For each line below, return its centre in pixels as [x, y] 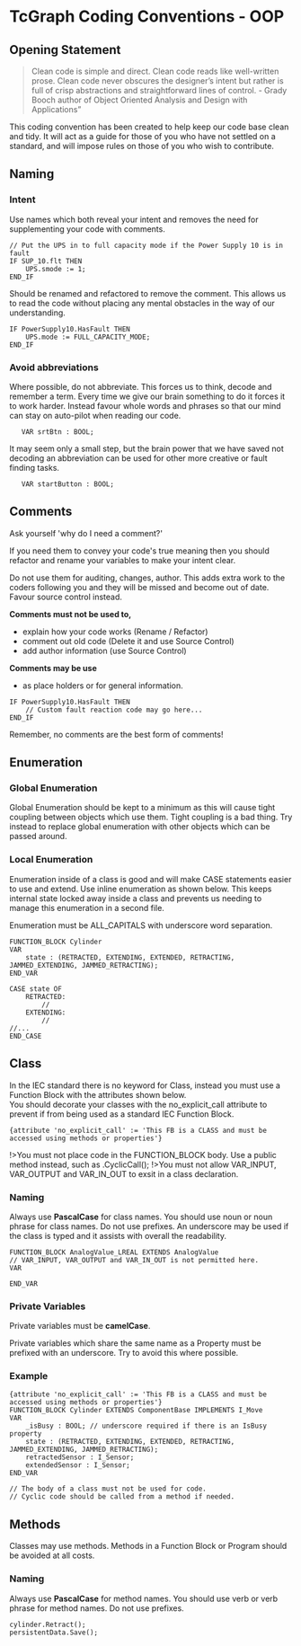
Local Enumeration [51, 860]
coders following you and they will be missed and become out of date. [139, 587]
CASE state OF [36, 989]
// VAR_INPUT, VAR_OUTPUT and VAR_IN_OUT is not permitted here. [134, 1260]
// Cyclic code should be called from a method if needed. [122, 1497]
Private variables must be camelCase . [80, 1326]
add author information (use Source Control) [104, 650]
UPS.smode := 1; [56, 269]
